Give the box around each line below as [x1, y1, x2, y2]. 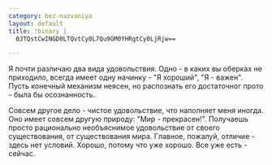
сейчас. [8, 149, 36, 158]
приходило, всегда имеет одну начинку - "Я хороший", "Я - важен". [8, 72, 244, 82]
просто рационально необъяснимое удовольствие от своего [8, 123, 221, 132]
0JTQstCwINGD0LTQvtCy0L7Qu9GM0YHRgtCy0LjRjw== [15, 34, 176, 43]
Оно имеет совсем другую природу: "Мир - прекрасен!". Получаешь [8, 115, 249, 124]
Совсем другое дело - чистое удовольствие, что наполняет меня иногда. [8, 106, 264, 115]
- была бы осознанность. [8, 90, 96, 100]
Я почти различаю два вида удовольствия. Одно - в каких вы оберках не [8, 64, 262, 74]
